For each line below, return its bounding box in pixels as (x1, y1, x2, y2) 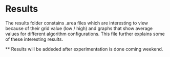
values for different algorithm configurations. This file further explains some (5, 31, 165, 37)
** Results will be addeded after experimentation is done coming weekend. (5, 46, 163, 52)
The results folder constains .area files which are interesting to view (5, 20, 148, 26)
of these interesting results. (5, 36, 63, 42)
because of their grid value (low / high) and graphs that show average (5, 25, 153, 31)
